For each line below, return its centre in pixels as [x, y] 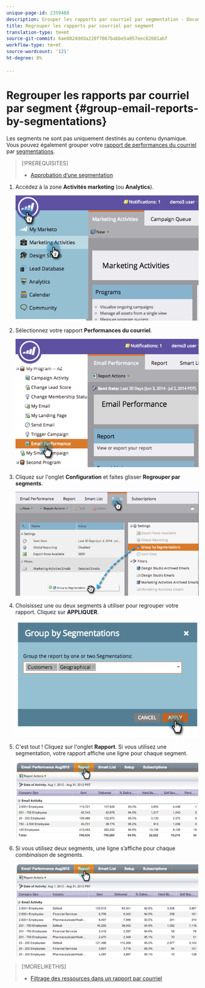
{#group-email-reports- [136, 108]
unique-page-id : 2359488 [38, 13]
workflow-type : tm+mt [34, 45]
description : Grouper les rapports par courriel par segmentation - [95, 19]
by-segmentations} [57, 121]
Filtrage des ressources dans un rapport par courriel [96, 978]
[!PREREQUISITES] [45, 163]
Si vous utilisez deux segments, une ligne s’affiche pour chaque [95, 848]
